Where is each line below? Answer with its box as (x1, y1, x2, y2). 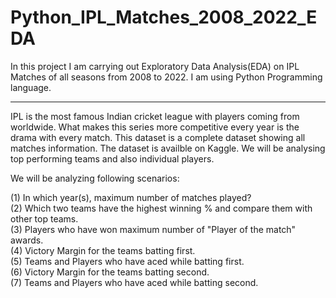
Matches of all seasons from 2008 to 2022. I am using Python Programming (10, 71, 323, 83)
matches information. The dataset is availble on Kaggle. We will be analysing (10, 142, 326, 154)
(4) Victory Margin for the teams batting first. (10, 244, 196, 256)
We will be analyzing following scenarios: (10, 172, 180, 184)
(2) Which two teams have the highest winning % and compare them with (10, 202, 313, 214)
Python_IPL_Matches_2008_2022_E (10, 6, 318, 29)
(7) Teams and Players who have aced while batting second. (10, 276, 259, 288)
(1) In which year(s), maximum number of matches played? (10, 191, 252, 203)
